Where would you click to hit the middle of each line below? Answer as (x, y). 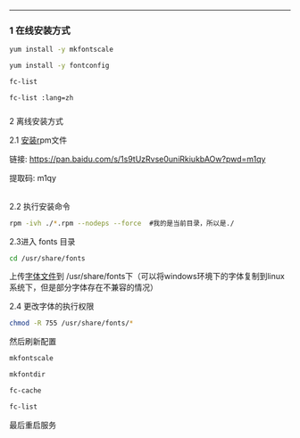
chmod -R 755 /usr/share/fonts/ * (71, 323)
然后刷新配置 (33, 342)
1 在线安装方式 (40, 30)
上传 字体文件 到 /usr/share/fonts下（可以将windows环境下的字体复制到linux (147, 277)
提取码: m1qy (33, 178)
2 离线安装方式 (37, 120)
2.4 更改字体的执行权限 (52, 306)
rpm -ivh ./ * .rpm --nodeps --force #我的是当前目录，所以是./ (122, 223)
